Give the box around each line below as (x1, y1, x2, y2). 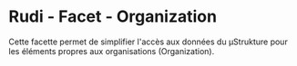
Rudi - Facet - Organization (8, 6, 218, 27)
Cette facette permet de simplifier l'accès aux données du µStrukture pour (8, 36, 288, 47)
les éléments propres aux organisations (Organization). (8, 45, 215, 56)
